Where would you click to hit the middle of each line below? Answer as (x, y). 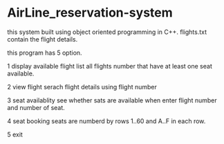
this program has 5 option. (45, 53)
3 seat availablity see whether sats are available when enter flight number (112, 100)
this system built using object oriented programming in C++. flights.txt (107, 32)
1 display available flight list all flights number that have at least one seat (110, 66)
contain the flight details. (43, 39)
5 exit (15, 134)
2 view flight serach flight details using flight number (82, 87)
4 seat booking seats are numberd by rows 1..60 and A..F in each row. (106, 121)
